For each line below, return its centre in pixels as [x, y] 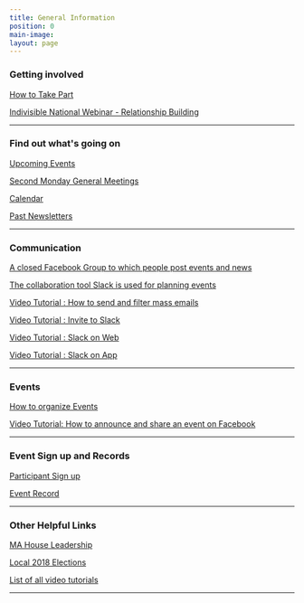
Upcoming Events [43, 163]
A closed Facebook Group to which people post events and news [131, 268]
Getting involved [47, 75]
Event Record [34, 493]
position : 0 [32, 26]
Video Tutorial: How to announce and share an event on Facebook [133, 424]
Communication [45, 248]
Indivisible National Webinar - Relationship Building [104, 112]
